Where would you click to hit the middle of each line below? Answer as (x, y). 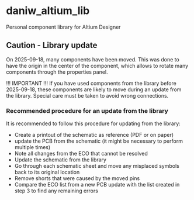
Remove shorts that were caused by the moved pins (77, 178)
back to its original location (47, 172)
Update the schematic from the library (60, 160)
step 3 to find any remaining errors (56, 191)
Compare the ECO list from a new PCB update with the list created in (97, 185)
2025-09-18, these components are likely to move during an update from (94, 89)
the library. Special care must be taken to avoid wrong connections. (87, 95)
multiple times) (32, 147)
